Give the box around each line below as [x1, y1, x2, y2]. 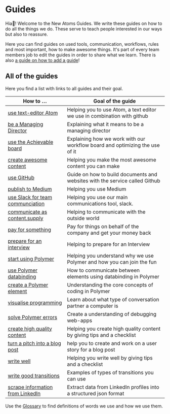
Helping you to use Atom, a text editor [67, 106, 157, 113]
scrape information [8, 384, 53, 391]
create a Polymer [8, 281, 49, 288]
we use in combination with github [67, 112, 148, 119]
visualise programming [8, 299, 62, 306]
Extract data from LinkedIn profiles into [67, 384, 159, 391]
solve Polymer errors [8, 313, 58, 321]
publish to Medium [8, 185, 52, 193]
